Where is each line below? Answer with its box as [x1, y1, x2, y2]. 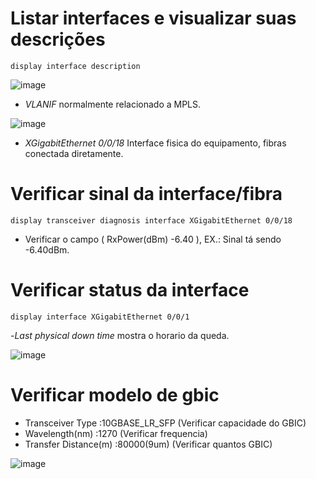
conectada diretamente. [24, 147, 124, 159]
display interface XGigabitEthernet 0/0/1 [10, 312, 190, 322]
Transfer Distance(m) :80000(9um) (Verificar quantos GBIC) [24, 438, 273, 450]
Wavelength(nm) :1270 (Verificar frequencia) [24, 427, 208, 439]
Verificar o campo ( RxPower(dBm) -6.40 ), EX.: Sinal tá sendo [24, 233, 282, 245]
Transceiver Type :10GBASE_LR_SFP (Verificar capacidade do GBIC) [24, 417, 307, 429]
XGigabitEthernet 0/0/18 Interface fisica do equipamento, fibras [24, 137, 287, 149]
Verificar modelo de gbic [10, 384, 220, 406]
